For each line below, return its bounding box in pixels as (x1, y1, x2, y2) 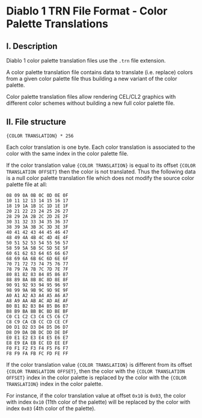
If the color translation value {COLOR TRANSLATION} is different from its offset (6, 361, 192, 368)
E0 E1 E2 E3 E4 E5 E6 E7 (6, 334, 69, 341)
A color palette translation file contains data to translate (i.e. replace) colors (6, 69, 194, 76)
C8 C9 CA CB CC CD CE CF (6, 319, 69, 325)
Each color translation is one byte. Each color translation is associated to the (6, 143, 195, 151)
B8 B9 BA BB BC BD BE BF (6, 308, 69, 314)
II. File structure (6, 117, 67, 127)
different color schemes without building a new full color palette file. (6, 99, 176, 107)
